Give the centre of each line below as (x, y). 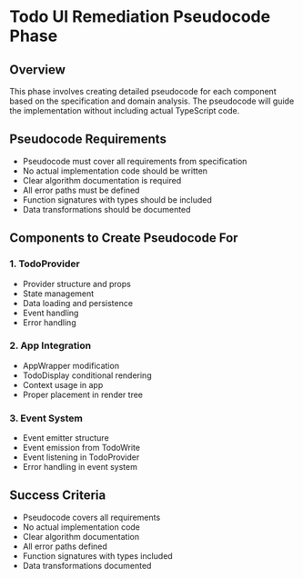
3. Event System (46, 418)
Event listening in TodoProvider (81, 457)
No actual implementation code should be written (115, 171)
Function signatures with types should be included (117, 199)
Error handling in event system (80, 467)
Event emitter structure (66, 438)
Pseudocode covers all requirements (91, 517)
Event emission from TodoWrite (81, 448)
